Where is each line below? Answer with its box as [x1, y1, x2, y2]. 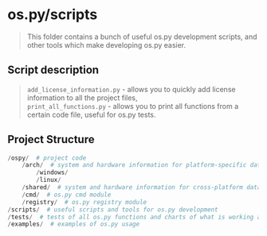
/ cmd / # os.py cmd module [22, 191, 112, 199]
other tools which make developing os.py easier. [26, 40, 187, 49]
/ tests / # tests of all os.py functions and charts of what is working [7, 213, 254, 221]
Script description [7, 64, 100, 77]
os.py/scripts [7, 6, 98, 24]
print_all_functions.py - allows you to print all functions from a [26, 101, 239, 110]
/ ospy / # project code [7, 153, 87, 162]
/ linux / [36, 176, 61, 184]
